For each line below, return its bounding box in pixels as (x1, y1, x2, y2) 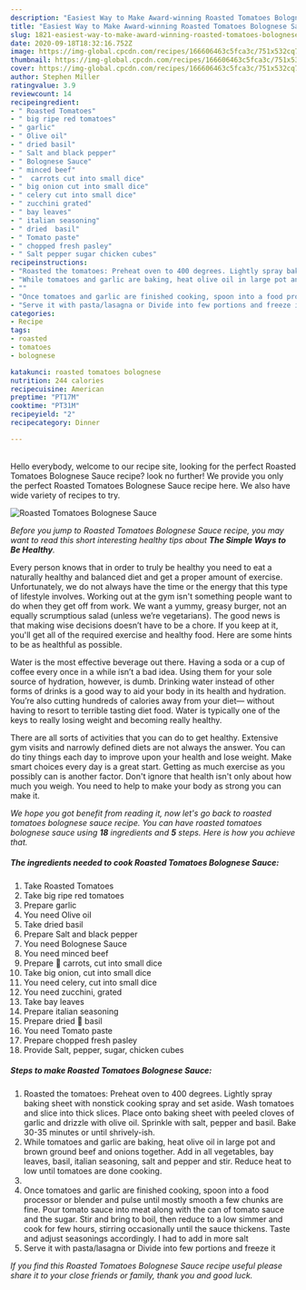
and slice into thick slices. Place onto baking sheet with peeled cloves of (23, 1107, 295, 1118)
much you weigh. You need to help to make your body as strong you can (10, 780, 281, 791)
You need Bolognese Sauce (23, 938, 128, 949)
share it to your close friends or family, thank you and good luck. (10, 1269, 253, 1281)
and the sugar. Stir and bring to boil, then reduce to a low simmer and (23, 1214, 283, 1225)
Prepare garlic (23, 899, 77, 910)
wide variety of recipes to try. (10, 490, 121, 501)
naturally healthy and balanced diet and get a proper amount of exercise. (10, 571, 283, 582)
